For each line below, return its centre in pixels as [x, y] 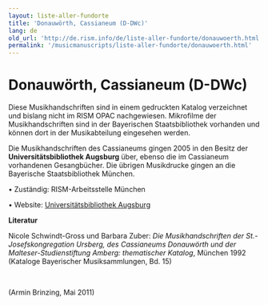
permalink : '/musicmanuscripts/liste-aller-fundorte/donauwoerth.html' [130, 46]
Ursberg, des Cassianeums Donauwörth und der [156, 244]
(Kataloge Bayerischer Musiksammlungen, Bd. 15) [90, 262]
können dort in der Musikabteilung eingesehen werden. [99, 133]
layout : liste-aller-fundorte [59, 16]
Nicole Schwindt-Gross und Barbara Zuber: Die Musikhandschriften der [126, 236]
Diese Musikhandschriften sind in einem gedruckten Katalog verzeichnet [128, 107]
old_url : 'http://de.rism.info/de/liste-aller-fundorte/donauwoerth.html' [136, 38]
